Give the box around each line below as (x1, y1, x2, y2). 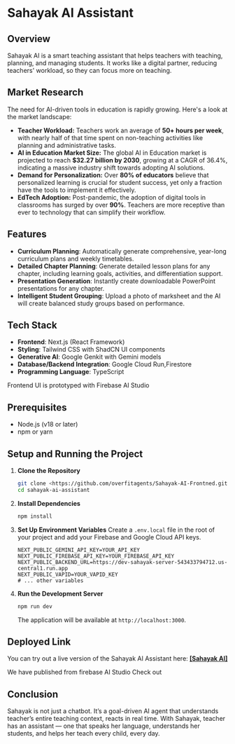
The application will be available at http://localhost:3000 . (17, 615, 187, 624)
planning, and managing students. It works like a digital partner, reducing (7, 59, 218, 67)
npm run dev (17, 602, 52, 610)
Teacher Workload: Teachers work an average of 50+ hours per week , (17, 126, 224, 135)
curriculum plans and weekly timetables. (17, 254, 134, 263)
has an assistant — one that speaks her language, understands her (7, 722, 201, 730)
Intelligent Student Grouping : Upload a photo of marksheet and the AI (17, 291, 221, 300)
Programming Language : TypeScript (17, 368, 124, 376)
